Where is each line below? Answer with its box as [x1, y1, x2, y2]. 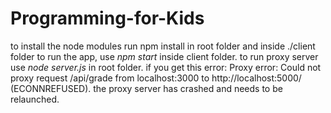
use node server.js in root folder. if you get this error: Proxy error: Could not [10, 61, 322, 73]
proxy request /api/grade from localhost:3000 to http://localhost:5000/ [10, 72, 302, 84]
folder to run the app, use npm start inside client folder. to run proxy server [10, 50, 319, 62]
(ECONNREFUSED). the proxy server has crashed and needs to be [10, 82, 283, 94]
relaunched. [10, 93, 60, 105]
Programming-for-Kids [10, 7, 205, 30]
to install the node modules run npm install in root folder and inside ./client [10, 40, 316, 52]
